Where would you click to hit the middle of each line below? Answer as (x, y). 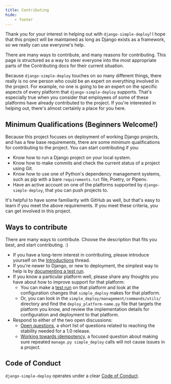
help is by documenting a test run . (49, 271)
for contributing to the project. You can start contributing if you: (72, 148)
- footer (24, 19)
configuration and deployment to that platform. (70, 315)
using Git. (23, 168)
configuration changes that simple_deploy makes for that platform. (90, 293)
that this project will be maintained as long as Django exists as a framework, (85, 39)
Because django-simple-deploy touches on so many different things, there (83, 76)
